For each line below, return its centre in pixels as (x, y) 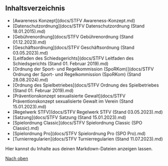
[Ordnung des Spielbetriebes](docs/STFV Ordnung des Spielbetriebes (86, 85)
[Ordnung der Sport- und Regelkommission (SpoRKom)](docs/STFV (83, 69)
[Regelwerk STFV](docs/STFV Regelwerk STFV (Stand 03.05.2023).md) (88, 112)
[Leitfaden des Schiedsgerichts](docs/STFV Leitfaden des (73, 58)
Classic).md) (26, 128)
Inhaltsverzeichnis (35, 8)
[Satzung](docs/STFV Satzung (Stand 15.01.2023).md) (69, 117)
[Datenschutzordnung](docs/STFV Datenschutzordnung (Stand (79, 26)
